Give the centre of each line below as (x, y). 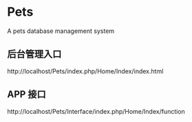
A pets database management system (61, 31)
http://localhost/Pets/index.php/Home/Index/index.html (85, 71)
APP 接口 (26, 94)
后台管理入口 (34, 54)
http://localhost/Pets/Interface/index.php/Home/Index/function (96, 111)
